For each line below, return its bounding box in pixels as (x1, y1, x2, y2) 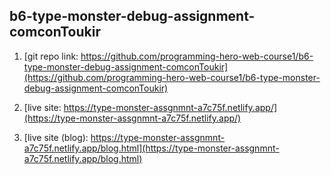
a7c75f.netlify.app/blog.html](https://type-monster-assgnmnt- (23, 142, 280, 154)
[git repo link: (23, 50, 79, 62)
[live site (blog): (23, 131, 89, 143)
